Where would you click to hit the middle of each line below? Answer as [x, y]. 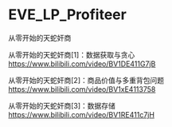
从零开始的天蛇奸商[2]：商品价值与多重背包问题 [86, 80]
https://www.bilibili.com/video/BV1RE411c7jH [82, 114]
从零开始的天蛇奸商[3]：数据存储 [62, 105]
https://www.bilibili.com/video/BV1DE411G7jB [82, 63]
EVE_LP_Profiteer [68, 15]
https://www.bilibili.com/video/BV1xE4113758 [82, 89]
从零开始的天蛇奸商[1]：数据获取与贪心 [72, 54]
